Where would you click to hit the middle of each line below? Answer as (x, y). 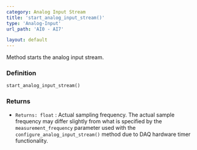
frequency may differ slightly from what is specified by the (88, 121)
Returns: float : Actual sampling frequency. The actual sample (95, 115)
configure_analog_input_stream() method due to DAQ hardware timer (103, 134)
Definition (21, 73)
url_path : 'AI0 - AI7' (35, 29)
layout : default (27, 40)
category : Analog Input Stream (46, 12)
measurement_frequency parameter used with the (75, 127)
